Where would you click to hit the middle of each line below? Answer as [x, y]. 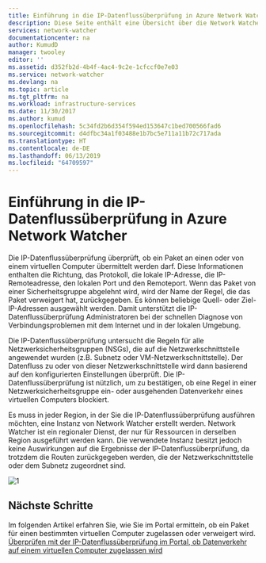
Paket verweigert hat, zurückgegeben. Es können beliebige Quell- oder [124, 300]
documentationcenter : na [49, 38]
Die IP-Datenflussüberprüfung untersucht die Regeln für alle [106, 341]
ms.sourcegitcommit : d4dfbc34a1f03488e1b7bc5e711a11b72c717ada [115, 133]
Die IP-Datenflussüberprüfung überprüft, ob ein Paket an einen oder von [126, 258]
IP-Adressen [28, 308]
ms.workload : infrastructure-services [72, 104]
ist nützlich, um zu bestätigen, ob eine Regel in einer [171, 383]
